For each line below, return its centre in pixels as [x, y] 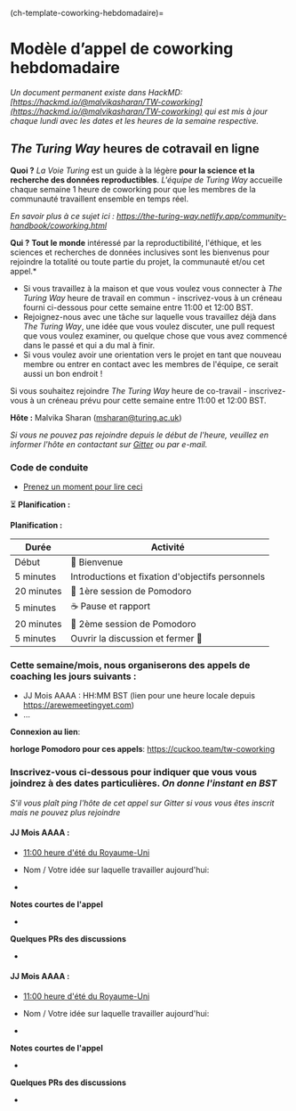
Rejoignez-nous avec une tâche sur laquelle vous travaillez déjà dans [149, 316]
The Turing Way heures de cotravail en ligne [135, 149]
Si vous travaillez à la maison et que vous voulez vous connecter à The [152, 288]
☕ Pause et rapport [110, 607]
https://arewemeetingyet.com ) [79, 705]
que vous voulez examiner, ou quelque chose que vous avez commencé [155, 335]
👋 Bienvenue [97, 562]
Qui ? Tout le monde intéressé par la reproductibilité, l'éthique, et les [136, 242]
